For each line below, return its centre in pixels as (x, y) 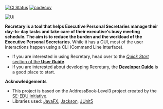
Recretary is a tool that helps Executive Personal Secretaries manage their (81, 26)
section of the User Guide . (39, 62)
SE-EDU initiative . (30, 96)
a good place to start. (34, 72)
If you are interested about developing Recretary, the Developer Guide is (85, 67)
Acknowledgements (26, 81)
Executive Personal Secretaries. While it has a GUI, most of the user (74, 42)
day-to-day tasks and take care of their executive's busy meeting (72, 31)
